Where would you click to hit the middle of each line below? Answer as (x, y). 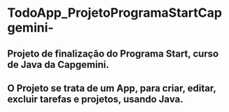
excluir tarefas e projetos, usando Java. (95, 99)
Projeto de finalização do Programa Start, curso (113, 54)
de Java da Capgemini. (58, 64)
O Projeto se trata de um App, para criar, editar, (112, 88)
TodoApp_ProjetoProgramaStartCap (115, 13)
